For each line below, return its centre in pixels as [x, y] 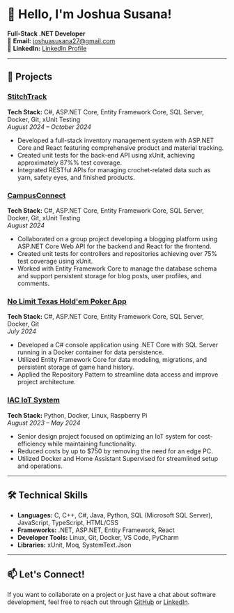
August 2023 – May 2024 [44, 423]
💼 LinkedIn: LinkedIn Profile [47, 48]
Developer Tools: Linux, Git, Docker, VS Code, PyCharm [98, 538]
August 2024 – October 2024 [49, 127]
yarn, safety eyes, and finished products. [76, 177]
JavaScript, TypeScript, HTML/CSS [68, 523]
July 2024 [22, 331]
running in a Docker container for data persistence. [91, 352]
